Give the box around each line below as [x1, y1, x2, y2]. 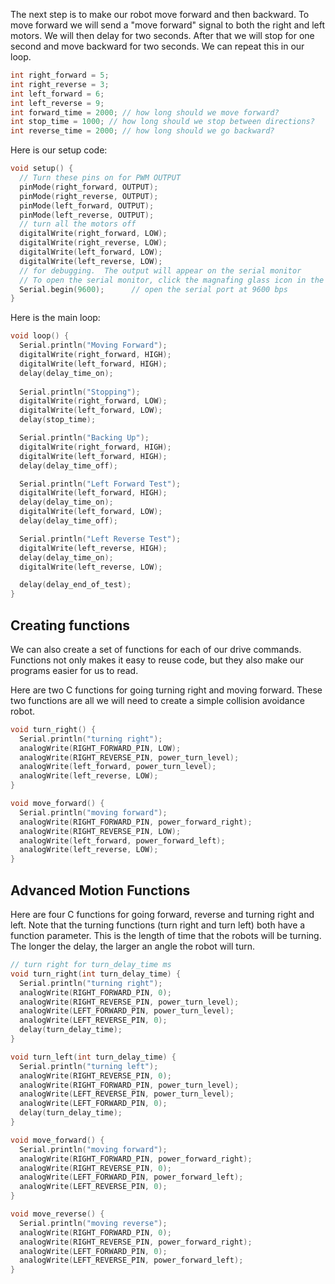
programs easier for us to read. [10, 664, 139, 676]
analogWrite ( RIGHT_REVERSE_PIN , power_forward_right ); [19, 1237, 253, 1247]
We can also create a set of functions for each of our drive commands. [10, 643, 302, 655]
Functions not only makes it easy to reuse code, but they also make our [10, 654, 304, 666]
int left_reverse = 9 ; [10, 98, 105, 108]
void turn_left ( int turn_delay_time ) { [10, 1052, 177, 1062]
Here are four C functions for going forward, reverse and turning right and [10, 909, 315, 920]
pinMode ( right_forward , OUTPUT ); [19, 182, 159, 192]
